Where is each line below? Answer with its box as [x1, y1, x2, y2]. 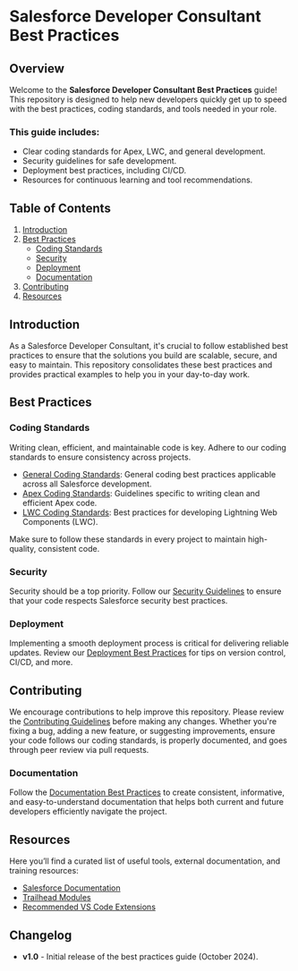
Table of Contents [9, 200, 112, 215]
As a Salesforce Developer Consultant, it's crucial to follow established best [9, 340, 289, 350]
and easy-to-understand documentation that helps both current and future [9, 797, 285, 807]
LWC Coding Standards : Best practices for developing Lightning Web [21, 507, 277, 518]
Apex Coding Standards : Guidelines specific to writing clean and [21, 487, 260, 498]
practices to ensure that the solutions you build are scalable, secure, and [9, 350, 277, 360]
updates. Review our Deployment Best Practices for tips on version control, [9, 647, 286, 658]
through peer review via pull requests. [9, 745, 149, 756]
